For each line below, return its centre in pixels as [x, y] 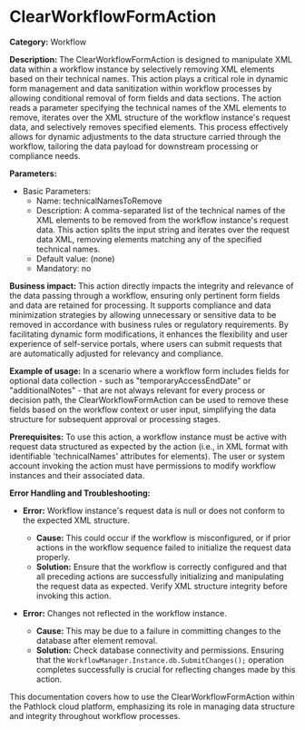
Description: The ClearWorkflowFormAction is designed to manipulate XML [151, 59]
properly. [53, 557]
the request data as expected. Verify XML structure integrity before [162, 586]
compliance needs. [45, 155]
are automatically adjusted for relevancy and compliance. [117, 353]
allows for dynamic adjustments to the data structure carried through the [145, 136]
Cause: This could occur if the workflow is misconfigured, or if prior [163, 538]
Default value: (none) [75, 258]
